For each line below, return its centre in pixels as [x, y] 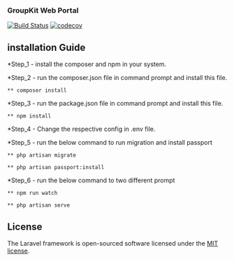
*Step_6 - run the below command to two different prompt [91, 180]
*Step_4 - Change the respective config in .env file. [81, 129]
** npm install [29, 116]
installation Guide [46, 47]
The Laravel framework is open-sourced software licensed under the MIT [113, 243]
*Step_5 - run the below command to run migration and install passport [110, 143]
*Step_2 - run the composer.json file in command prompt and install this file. [117, 78]
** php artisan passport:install [56, 168]
